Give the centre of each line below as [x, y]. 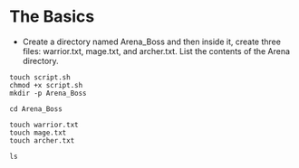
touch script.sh [40, 77]
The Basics [52, 17]
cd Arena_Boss [36, 109]
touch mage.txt [38, 133]
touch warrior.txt [44, 125]
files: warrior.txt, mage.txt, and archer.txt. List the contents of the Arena [156, 51]
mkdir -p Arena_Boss [48, 93]
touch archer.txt [42, 140]
